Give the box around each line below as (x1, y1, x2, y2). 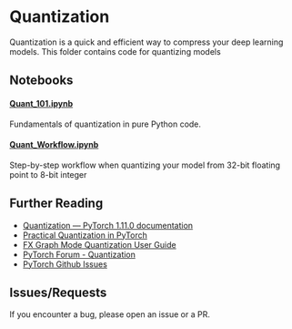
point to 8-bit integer (9, 169, 87, 180)
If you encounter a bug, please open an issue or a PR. (9, 309, 211, 320)
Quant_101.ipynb (9, 98, 74, 108)
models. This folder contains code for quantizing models (9, 46, 221, 57)
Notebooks (9, 73, 74, 88)
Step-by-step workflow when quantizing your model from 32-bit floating (9, 159, 280, 170)
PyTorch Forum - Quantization (22, 249, 136, 260)
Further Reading (9, 196, 104, 211)
